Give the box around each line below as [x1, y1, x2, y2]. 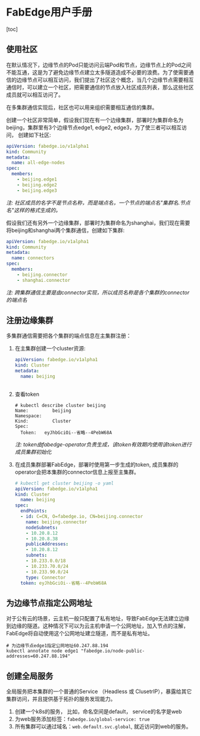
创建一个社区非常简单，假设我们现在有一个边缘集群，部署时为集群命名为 [6, 116, 183, 123]
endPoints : [20, 508, 48, 514]
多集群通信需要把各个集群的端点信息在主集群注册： [6, 332, 132, 340]
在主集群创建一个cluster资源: [14, 345, 86, 352]
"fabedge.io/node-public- [80, 648, 145, 654]
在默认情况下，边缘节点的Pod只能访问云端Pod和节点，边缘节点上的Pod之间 [6, 61, 192, 69]
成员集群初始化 [14, 448, 52, 455]
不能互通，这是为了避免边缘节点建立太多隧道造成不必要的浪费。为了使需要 [6, 69, 189, 76]
